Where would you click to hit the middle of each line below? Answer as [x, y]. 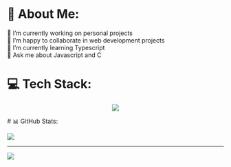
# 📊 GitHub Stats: [33, 121]
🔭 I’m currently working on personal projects [70, 33]
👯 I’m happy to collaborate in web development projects [86, 40]
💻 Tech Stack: [49, 84]
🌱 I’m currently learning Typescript [56, 47]
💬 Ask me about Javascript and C [54, 55]
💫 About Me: [43, 14]
